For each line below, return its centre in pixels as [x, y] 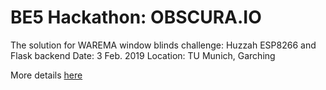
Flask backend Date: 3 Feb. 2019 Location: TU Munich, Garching [143, 55]
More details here [46, 75]
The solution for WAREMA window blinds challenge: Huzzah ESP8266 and [163, 45]
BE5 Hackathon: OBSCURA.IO [136, 17]
